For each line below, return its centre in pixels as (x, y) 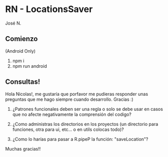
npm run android (30, 66)
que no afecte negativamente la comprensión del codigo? (72, 114)
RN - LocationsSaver (49, 9)
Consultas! (23, 82)
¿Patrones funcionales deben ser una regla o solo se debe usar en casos (88, 109)
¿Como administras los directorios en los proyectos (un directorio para (85, 124)
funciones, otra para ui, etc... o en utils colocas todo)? (68, 129)
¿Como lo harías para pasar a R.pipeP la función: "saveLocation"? (80, 139)
